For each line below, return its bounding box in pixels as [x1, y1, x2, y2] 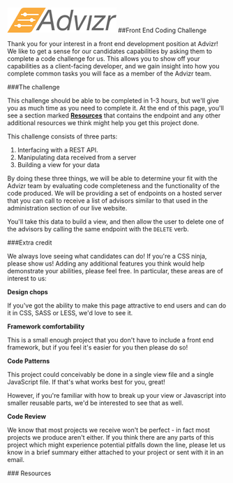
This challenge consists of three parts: [7, 132, 118, 140]
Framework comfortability [7, 322, 85, 331]
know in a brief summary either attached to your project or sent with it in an [7, 448, 225, 456]
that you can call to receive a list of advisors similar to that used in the [7, 196, 208, 205]
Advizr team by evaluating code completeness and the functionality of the [7, 182, 220, 189]
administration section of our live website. [7, 204, 128, 212]
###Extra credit [7, 238, 52, 247]
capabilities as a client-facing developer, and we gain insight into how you [7, 62, 220, 70]
